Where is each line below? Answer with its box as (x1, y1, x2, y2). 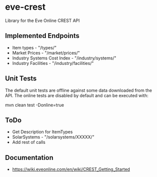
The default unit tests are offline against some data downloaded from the (5, 87, 153, 93)
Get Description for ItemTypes (12, 129, 73, 135)
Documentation (5, 153, 54, 162)
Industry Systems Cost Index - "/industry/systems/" (12, 55, 116, 61)
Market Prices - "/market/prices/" (12, 50, 80, 56)
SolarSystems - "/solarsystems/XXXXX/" (12, 134, 94, 140)
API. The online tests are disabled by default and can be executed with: (5, 92, 149, 98)
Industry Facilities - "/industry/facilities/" (12, 60, 94, 66)
